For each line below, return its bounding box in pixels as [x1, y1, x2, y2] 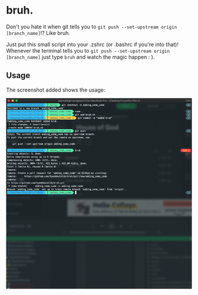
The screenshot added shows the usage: [6, 86, 105, 93]
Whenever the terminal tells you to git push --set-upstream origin [6, 47, 170, 54]
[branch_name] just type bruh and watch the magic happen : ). [6, 53, 155, 60]
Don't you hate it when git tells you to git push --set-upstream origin [6, 23, 177, 30]
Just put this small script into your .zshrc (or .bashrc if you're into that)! [6, 41, 179, 48]
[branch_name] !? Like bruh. [6, 29, 71, 36]
